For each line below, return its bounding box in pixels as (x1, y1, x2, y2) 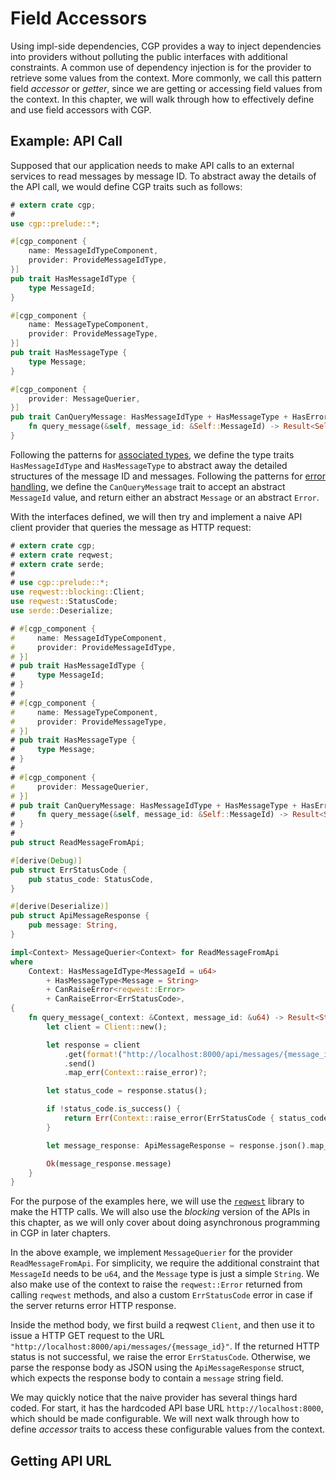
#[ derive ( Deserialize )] (10, 902, 110, 912)
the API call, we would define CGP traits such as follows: (10, 180, 243, 192)
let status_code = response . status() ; (46, 1086, 208, 1096)
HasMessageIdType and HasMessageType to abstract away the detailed (10, 459, 288, 471)
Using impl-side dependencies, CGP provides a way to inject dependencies (10, 40, 322, 52)
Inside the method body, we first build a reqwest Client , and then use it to (10, 1319, 315, 1331)
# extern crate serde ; (10, 559, 105, 569)
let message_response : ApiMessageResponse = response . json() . (46, 1140, 311, 1151)
